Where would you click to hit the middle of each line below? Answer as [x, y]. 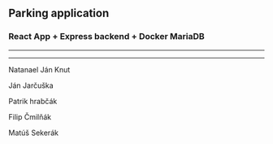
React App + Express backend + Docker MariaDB [106, 37]
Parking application [59, 13]
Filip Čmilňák [30, 116]
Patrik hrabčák [33, 101]
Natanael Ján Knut [39, 69]
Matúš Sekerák [34, 133]
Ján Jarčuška [31, 85]
